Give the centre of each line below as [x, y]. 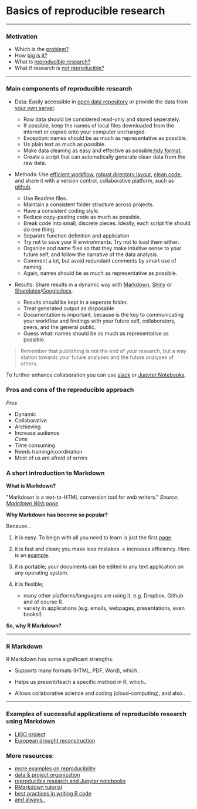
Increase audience [37, 432]
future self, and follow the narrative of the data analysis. [91, 254]
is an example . [32, 555]
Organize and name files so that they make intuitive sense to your [102, 248]
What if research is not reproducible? [59, 68]
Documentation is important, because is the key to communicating [103, 314]
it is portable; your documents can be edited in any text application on [99, 567]
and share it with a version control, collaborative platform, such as [94, 180]
